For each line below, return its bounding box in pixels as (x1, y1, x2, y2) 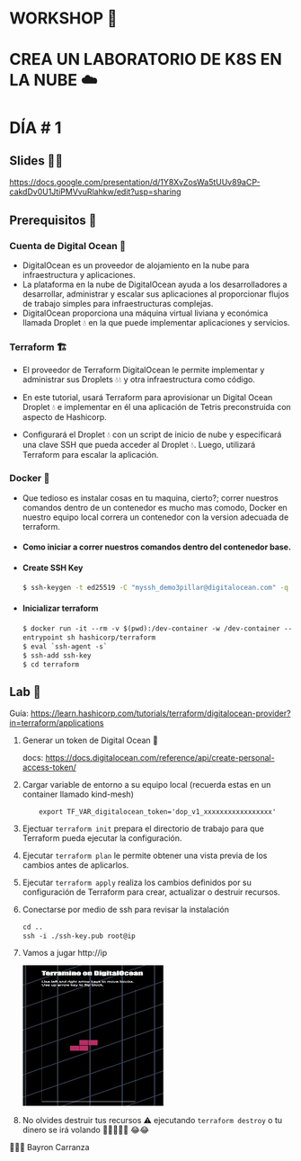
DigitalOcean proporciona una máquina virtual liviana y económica (22, 308, 269, 318)
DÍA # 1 (9, 117, 62, 138)
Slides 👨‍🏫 (9, 153, 64, 168)
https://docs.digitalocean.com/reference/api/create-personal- (45, 753, 276, 764)
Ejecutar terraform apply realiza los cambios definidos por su (22, 877, 252, 889)
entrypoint (22, 633, 64, 642)
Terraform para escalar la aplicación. (22, 450, 159, 460)
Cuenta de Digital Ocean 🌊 (9, 239, 126, 252)
